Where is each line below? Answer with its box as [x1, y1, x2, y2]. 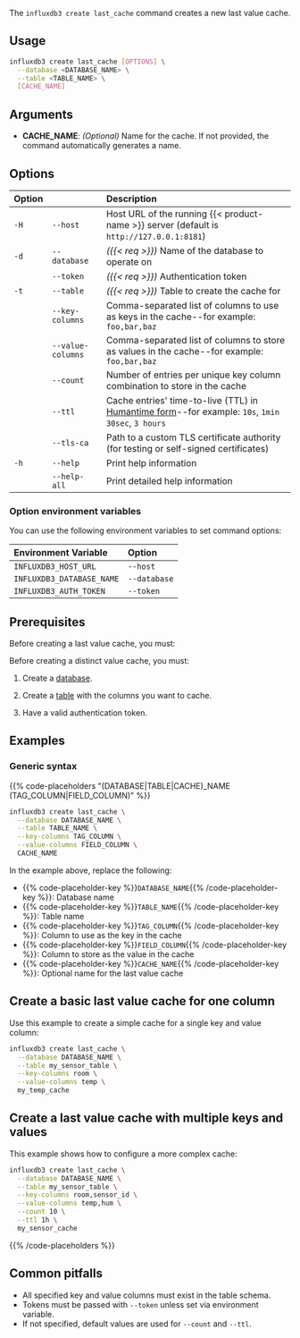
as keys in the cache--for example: [105, 310, 256, 323]
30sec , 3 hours [105, 416, 167, 428]
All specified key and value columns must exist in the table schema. [21, 1290, 271, 1300]
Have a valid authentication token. [21, 707, 147, 718]
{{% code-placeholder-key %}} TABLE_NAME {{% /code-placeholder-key [21, 901, 279, 911]
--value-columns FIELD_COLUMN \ [17, 841, 138, 850]
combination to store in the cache [105, 379, 247, 392]
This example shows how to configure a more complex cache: [9, 1148, 238, 1159]
